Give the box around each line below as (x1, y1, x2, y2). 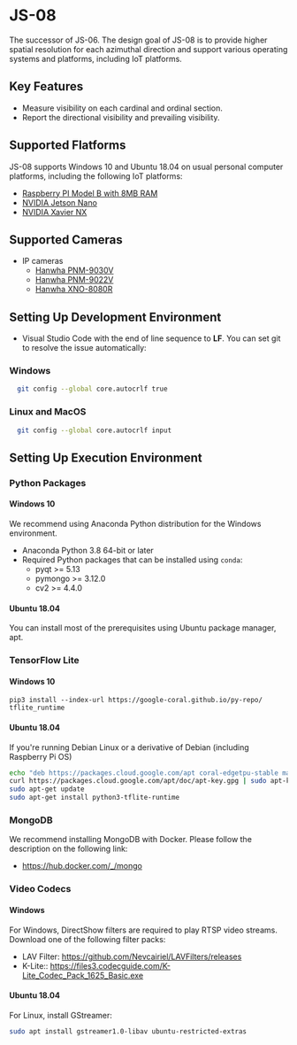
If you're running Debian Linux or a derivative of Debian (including (9, 741, 249, 753)
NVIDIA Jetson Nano (21, 197, 97, 208)
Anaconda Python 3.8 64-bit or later (21, 546, 155, 556)
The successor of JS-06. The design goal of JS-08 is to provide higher (9, 35, 268, 45)
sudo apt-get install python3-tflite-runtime (9, 793, 179, 802)
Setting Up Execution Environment (9, 450, 202, 465)
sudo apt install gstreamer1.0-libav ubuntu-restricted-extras (9, 1026, 247, 1036)
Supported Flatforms (9, 138, 126, 153)
